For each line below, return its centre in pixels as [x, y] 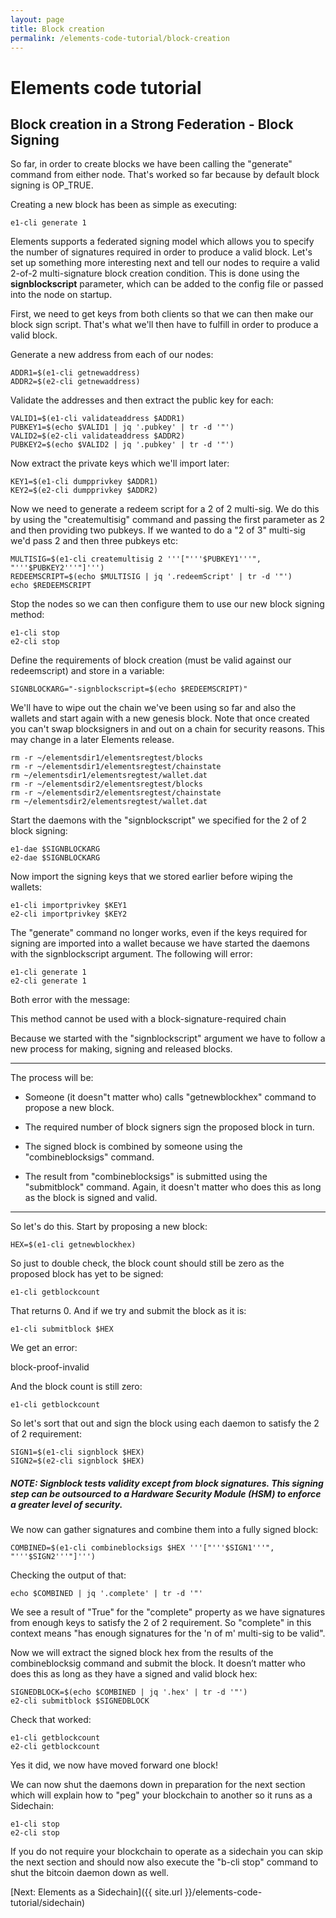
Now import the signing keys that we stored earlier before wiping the [151, 877]
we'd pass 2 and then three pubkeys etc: [94, 541]
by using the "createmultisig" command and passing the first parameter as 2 [168, 520]
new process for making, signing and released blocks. [121, 1049]
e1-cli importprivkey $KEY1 [69, 906]
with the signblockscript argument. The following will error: [131, 954]
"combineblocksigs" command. [89, 1157]
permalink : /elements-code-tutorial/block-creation [120, 38]
